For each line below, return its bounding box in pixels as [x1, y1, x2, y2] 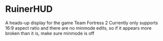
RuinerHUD [5, 3, 53, 15]
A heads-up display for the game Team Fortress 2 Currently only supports [5, 20, 158, 26]
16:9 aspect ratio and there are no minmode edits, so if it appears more [5, 25, 152, 31]
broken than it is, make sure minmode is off [5, 30, 94, 36]
